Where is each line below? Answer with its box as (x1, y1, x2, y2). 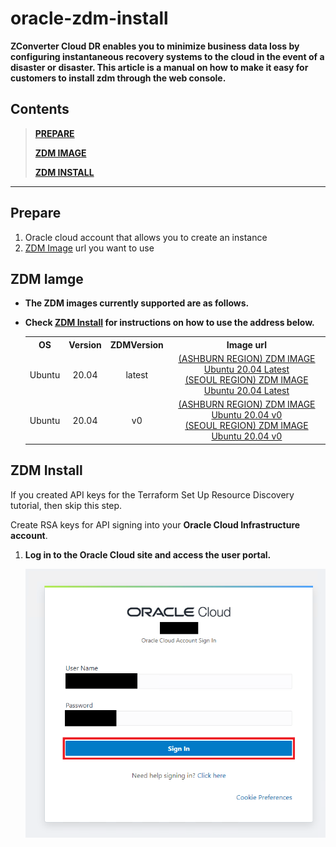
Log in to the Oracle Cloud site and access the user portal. (24, 548, 272, 561)
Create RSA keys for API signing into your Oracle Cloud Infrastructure (10, 518, 301, 531)
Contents (10, 101, 70, 118)
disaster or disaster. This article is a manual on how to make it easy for (10, 61, 309, 73)
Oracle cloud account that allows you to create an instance (24, 231, 268, 243)
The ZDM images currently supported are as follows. (24, 297, 250, 309)
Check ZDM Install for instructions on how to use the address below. (24, 317, 315, 329)
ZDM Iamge (10, 270, 84, 287)
